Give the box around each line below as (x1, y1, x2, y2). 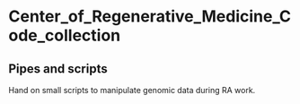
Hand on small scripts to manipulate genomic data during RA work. (8, 85, 256, 95)
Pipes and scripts (8, 61, 109, 76)
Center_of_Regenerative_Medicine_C (8, 6, 292, 27)
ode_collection (8, 25, 121, 46)
